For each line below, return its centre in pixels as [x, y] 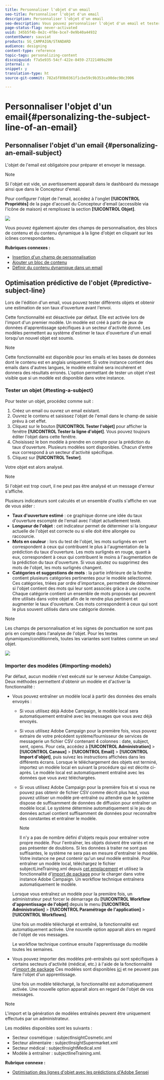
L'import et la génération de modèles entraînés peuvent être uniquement [78, 1013]
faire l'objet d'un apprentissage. [44, 975]
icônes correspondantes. [30, 238]
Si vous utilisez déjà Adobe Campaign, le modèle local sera [79, 711]
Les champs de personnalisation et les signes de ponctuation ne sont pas [79, 628]
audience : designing [26, 46]
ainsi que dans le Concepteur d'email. [43, 189]
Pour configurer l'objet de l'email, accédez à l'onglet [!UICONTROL [72, 199]
